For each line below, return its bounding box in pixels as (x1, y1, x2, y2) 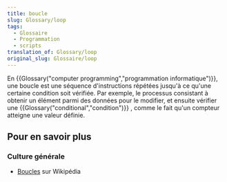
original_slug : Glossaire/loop (7, 55, 97, 62)
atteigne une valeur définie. (7, 111, 85, 119)
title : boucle (7, 10, 48, 17)
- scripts (13, 42, 41, 49)
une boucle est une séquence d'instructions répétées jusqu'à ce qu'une (7, 81, 212, 90)
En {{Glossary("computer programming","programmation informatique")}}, (7, 74, 219, 82)
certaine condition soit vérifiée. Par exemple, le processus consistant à (7, 89, 208, 97)
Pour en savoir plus (7, 131, 92, 143)
